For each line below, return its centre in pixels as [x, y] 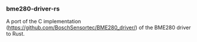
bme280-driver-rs [33, 9]
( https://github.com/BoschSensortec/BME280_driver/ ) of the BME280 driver [98, 27]
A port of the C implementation [44, 22]
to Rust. [16, 34]
